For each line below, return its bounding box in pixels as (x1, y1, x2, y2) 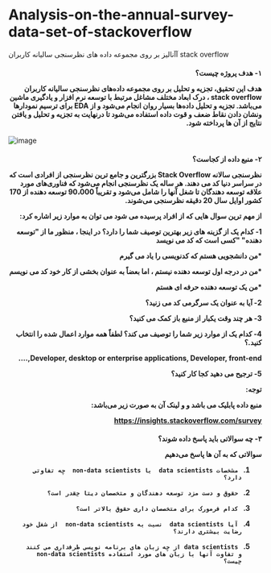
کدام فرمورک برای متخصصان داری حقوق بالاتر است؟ (76, 505, 239, 513)
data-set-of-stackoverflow (8, 23, 193, 41)
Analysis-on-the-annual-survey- (8, 6, 235, 24)
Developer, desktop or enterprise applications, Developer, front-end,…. (18, 353, 262, 363)
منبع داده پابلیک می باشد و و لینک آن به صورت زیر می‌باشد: (91, 400, 262, 409)
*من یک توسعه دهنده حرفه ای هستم (155, 282, 262, 292)
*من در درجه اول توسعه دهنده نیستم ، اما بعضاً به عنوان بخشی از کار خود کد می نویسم (9, 266, 262, 276)
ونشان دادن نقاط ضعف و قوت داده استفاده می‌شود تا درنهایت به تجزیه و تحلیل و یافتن (11, 109, 262, 118)
